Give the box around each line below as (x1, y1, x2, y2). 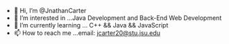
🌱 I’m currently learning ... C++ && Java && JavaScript (13, 21, 169, 29)
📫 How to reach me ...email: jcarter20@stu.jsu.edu (13, 29, 161, 37)
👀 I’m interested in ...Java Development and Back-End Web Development (13, 14, 222, 22)
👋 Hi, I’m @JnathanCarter (13, 7, 87, 14)
